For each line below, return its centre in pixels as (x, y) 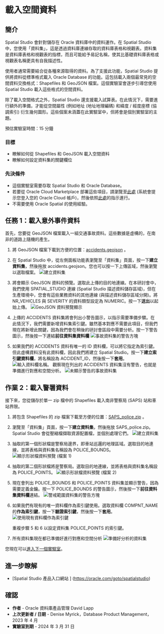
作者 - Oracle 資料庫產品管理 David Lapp (53, 608)
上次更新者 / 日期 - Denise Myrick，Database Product (66, 614)
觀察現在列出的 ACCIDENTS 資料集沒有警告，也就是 (105, 365)
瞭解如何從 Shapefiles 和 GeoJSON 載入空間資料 (61, 154)
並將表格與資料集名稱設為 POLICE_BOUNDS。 (67, 450)
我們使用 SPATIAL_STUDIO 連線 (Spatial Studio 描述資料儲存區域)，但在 (84, 289)
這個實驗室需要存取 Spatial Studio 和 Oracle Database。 (68, 185)
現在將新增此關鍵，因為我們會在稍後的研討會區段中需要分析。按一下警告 (85, 330)
